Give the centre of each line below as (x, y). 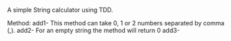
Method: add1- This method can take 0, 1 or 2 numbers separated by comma (116, 23)
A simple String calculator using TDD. (60, 10)
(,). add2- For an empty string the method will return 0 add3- (94, 30)
